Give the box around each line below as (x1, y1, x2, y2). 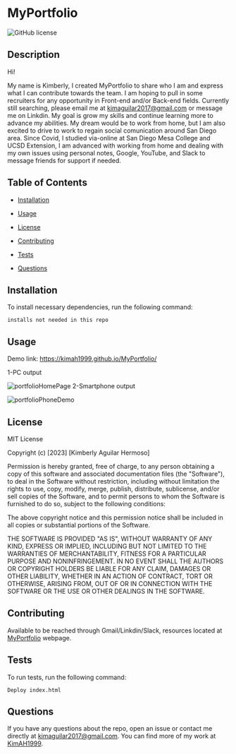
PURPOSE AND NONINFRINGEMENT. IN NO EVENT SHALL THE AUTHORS (7, 557, 224, 565)
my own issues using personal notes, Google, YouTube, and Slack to (7, 148, 206, 157)
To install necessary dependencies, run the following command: (7, 303, 193, 311)
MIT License (7, 435, 44, 443)
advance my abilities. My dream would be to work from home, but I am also (7, 119, 225, 127)
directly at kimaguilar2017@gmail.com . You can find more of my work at (7, 732, 216, 741)
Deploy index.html (7, 686, 61, 693)
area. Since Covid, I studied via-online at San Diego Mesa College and (7, 133, 211, 142)
